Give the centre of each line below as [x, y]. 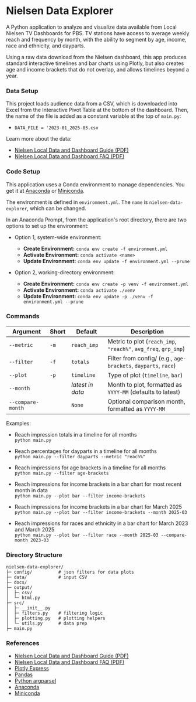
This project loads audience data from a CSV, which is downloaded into [92, 104]
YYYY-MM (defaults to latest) [144, 392]
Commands [23, 316]
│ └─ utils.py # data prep [47, 623]
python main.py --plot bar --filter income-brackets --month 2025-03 [101, 512]
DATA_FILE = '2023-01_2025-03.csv [56, 128]
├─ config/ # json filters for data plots [70, 572]
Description [147, 331]
